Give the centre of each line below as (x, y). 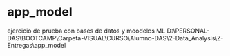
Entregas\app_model (37, 45)
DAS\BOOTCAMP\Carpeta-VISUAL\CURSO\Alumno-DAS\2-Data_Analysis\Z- (115, 38)
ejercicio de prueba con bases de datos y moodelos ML (86, 31)
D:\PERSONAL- (188, 31)
